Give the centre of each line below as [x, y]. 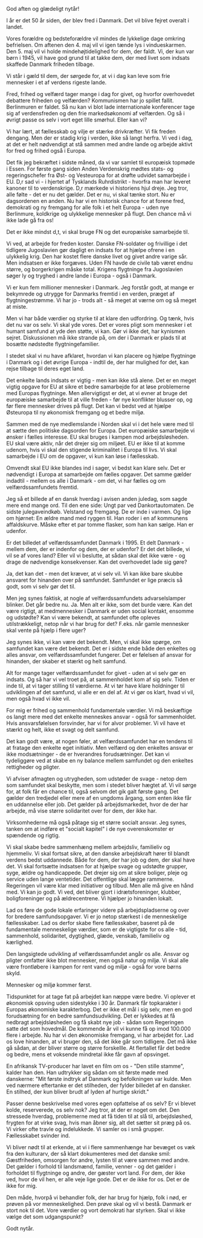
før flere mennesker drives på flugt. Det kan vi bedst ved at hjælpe [89, 406]
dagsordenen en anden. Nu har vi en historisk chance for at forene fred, [96, 201]
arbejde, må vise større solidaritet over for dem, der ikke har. [82, 811]
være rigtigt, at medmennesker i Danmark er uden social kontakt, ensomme [100, 611]
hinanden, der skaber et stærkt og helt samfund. [66, 661]
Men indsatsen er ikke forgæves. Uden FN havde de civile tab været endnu [100, 263]
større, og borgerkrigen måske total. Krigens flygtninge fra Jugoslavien [95, 269]
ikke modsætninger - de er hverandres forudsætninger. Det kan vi [88, 754]
